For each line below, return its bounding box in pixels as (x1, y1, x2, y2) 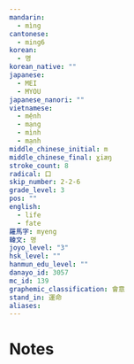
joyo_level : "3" (9, 244, 69, 252)
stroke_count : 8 (9, 161, 69, 170)
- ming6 (17, 37, 46, 47)
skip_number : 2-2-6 (9, 178, 81, 187)
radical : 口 (9, 169, 52, 178)
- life (17, 210, 41, 220)
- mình (17, 128, 41, 137)
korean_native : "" (9, 63, 77, 72)
